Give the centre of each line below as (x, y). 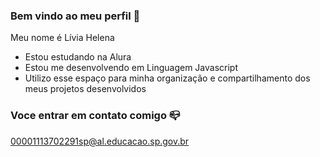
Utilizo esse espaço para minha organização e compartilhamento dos (167, 78)
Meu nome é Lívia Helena (62, 38)
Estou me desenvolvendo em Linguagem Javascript (131, 68)
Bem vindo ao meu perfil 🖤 (75, 16)
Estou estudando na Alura (78, 57)
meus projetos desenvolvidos (85, 89)
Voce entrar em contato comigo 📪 (95, 116)
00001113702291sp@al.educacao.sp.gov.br (100, 141)
